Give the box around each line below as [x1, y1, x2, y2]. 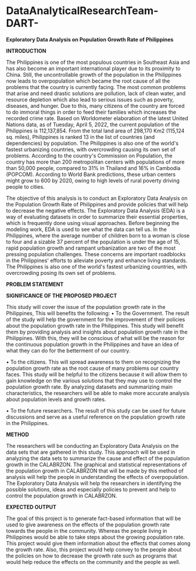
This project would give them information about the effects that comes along [6, 539, 191, 546]
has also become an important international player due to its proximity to [6, 64, 181, 72]
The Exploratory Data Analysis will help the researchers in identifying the [6, 480, 181, 487]
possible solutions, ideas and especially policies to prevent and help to [6, 485, 177, 493]
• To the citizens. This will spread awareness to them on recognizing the [6, 358, 180, 365]
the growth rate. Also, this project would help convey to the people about [6, 546, 182, 553]
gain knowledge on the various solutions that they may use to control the [6, 377, 181, 384]
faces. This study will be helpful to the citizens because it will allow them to [6, 371, 188, 378]
